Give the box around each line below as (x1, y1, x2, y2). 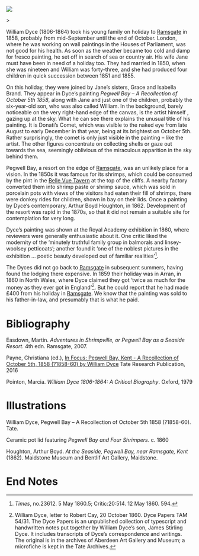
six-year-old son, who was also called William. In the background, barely (6, 102, 184, 110)
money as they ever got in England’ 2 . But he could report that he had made (6, 282, 189, 291)
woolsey (6, 245, 27, 252)
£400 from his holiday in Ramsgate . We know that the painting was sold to (6, 290, 188, 297)
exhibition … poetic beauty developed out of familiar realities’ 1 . (6, 252, 159, 259)
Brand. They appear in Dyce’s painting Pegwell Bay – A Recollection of (6, 90, 178, 97)
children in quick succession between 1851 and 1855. (6, 72, 135, 79)
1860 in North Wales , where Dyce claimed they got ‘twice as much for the (6, 276, 185, 284)
